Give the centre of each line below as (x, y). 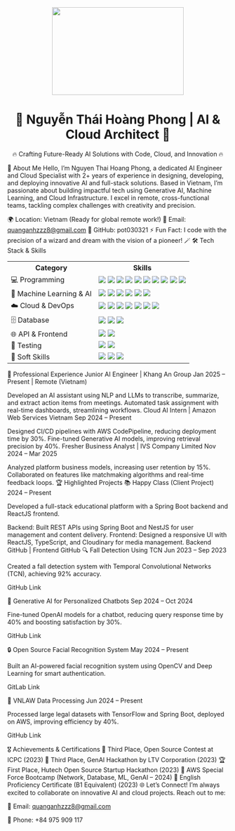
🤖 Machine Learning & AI (52, 293)
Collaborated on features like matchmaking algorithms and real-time (106, 474)
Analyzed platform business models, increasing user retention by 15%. (109, 467)
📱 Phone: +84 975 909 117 (45, 820)
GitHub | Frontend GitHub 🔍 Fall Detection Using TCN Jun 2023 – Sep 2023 (117, 550)
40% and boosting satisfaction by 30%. (65, 622)
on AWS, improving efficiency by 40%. (63, 722)
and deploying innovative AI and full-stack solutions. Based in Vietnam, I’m (115, 182)
